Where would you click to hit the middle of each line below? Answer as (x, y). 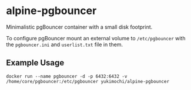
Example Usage (35, 63)
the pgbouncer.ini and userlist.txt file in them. (65, 44)
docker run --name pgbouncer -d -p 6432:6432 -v (67, 76)
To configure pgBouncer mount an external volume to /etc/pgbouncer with (96, 38)
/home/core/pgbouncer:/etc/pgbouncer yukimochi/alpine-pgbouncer (88, 81)
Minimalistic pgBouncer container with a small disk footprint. (79, 27)
